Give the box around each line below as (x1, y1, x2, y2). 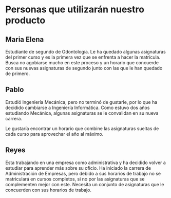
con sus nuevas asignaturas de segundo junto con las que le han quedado (5, 65, 163, 71)
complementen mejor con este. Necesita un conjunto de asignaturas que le (5, 181, 164, 187)
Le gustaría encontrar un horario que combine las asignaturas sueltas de (5, 125, 159, 132)
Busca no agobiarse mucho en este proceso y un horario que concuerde (5, 60, 159, 65)
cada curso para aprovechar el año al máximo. (5, 131, 104, 137)
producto (5, 14, 46, 26)
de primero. (5, 70, 30, 77)
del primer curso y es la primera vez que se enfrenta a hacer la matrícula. (5, 54, 161, 60)
